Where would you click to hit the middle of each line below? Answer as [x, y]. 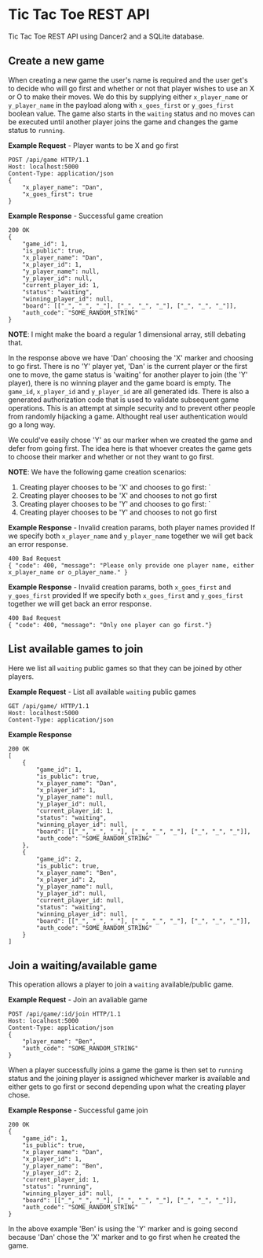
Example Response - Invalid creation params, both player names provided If [131, 527]
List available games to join [76, 649]
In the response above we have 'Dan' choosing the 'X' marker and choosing [131, 358]
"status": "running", [57, 1187]
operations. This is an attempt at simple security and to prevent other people [132, 408]
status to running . [37, 130]
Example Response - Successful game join [78, 1110]
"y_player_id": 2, [52, 1173]
